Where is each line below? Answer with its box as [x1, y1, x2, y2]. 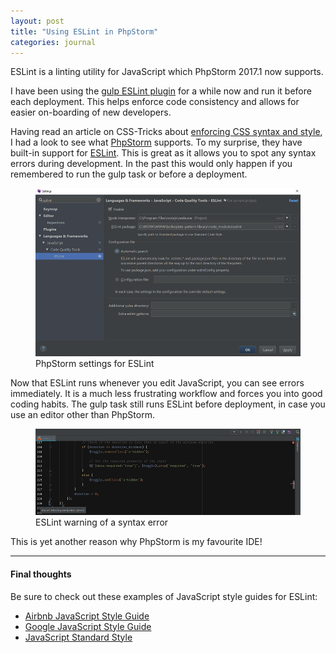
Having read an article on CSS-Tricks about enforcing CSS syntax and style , [10, 126, 323, 138]
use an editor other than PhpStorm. [10, 409, 155, 421]
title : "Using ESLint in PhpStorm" [10, 26, 159, 37]
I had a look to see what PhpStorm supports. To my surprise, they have [10, 136, 303, 149]
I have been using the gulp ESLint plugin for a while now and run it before [10, 85, 312, 97]
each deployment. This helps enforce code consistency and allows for [10, 96, 300, 108]
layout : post [10, 16, 65, 26]
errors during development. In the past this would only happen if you [10, 158, 293, 170]
